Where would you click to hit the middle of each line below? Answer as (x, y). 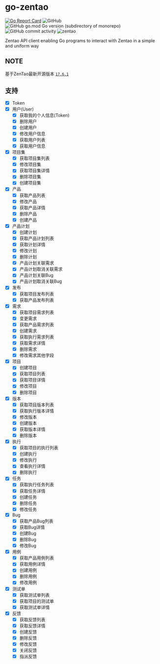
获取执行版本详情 (37, 411)
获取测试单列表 (34, 595)
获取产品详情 (32, 207)
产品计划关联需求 (37, 263)
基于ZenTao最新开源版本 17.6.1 (37, 74)
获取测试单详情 (34, 607)
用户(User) (23, 109)
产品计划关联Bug (36, 275)
